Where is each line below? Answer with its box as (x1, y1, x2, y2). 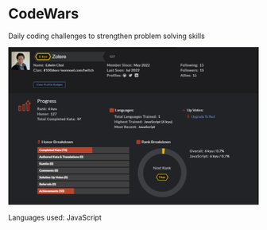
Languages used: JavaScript (8, 212, 102, 223)
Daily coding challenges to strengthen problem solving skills (8, 31, 205, 41)
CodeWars (8, 5, 79, 23)
